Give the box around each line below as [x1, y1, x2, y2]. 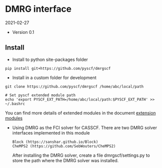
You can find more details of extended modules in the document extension [5, 110, 156, 116]
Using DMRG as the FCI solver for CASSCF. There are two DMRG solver [12, 124, 157, 131]
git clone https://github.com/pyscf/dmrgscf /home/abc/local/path [5, 84, 144, 89]
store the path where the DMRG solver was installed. [12, 157, 119, 163]
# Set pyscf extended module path [5, 92, 76, 98]
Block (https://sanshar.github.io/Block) [12, 139, 98, 144]
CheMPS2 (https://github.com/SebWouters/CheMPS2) [12, 143, 116, 148]
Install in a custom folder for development [12, 75, 97, 81]
